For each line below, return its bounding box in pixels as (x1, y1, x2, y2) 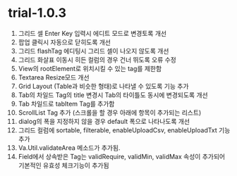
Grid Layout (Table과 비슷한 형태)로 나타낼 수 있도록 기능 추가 (18, 82, 189, 90)
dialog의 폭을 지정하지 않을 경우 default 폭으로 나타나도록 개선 (18, 117, 190, 125)
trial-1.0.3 (8, 5, 66, 21)
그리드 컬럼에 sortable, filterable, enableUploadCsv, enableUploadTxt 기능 (18, 125, 231, 134)
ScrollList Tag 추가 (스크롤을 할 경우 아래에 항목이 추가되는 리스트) (18, 108, 202, 117)
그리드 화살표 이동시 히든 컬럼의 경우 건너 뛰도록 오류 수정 (18, 55, 177, 64)
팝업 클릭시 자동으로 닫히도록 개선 (18, 37, 111, 46)
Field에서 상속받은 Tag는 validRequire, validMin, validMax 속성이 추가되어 (18, 152, 225, 161)
